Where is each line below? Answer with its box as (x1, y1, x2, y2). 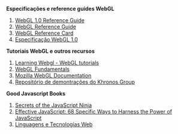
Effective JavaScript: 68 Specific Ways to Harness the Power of (14, 108, 173, 115)
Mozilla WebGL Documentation (14, 72, 92, 79)
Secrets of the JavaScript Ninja (14, 102, 92, 109)
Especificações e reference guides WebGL (6, 5, 115, 12)
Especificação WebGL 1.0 (14, 36, 78, 43)
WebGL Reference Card (14, 29, 74, 37)
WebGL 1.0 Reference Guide (14, 17, 85, 23)
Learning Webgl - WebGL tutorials (14, 59, 99, 66)
